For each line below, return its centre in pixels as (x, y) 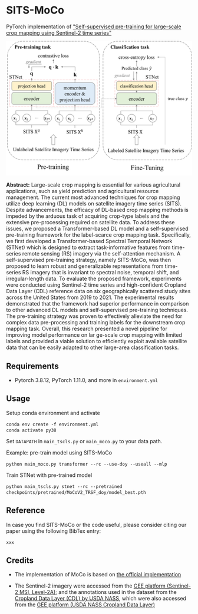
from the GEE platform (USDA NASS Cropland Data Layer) (85, 605)
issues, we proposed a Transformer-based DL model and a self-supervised (97, 229)
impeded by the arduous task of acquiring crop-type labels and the (88, 216)
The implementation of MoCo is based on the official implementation (98, 575)
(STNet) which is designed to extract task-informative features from (88, 247)
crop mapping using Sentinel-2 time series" (59, 32)
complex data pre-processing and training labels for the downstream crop (96, 323)
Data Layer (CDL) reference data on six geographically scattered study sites (98, 291)
